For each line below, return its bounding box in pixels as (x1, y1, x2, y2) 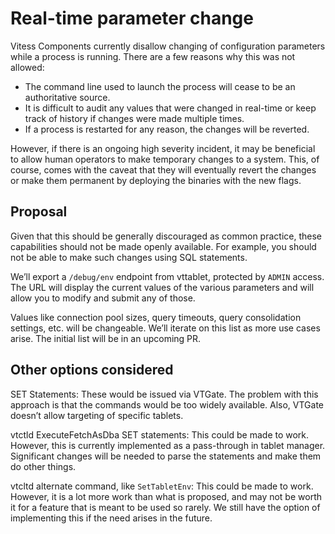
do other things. (10, 460, 77, 472)
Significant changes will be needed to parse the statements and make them (10, 450, 322, 462)
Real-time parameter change (10, 7, 254, 30)
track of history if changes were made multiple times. (24, 112, 245, 124)
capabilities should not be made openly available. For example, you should (10, 240, 317, 252)
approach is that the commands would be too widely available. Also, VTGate (10, 398, 325, 411)
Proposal (10, 203, 68, 221)
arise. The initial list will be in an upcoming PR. (10, 332, 202, 344)
